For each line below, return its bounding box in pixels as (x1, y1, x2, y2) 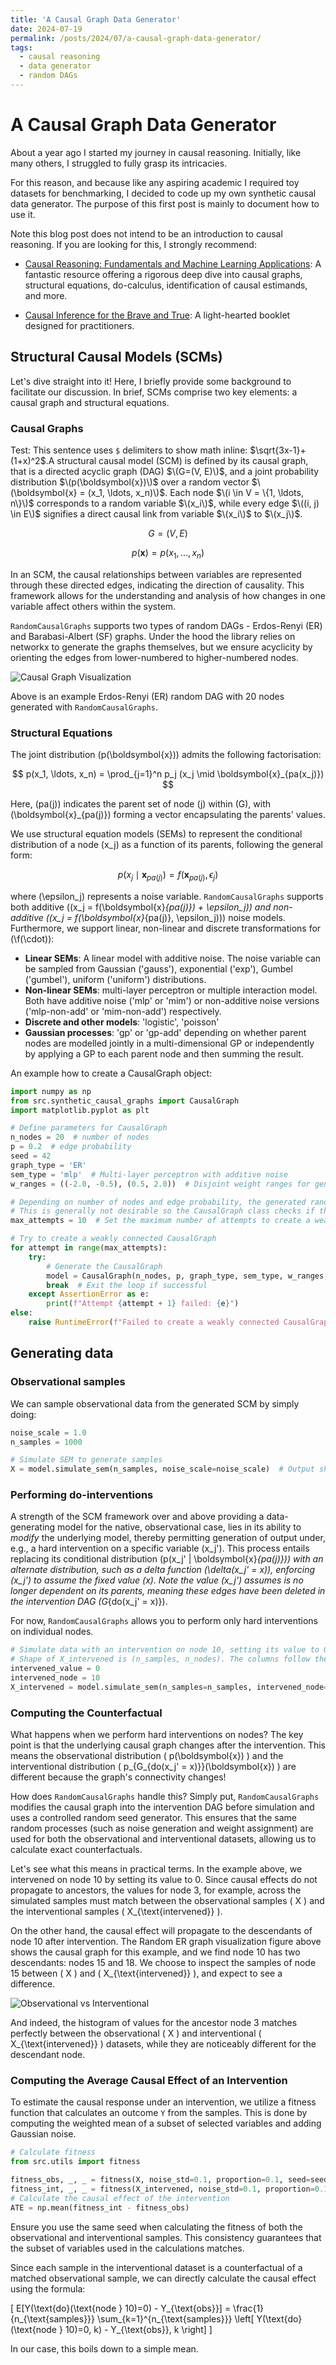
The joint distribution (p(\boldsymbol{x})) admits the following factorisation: (10, 749, 322, 761)
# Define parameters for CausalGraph (10, 1123, 168, 1133)
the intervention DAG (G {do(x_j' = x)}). (10, 1596, 168, 1608)
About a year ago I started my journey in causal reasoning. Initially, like (10, 146, 302, 158)
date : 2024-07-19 (10, 24, 83, 34)
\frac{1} (233, 2302, 265, 2314)
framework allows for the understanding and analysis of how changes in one (10, 589, 326, 601)
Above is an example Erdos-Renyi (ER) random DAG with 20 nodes (10, 690, 285, 702)
